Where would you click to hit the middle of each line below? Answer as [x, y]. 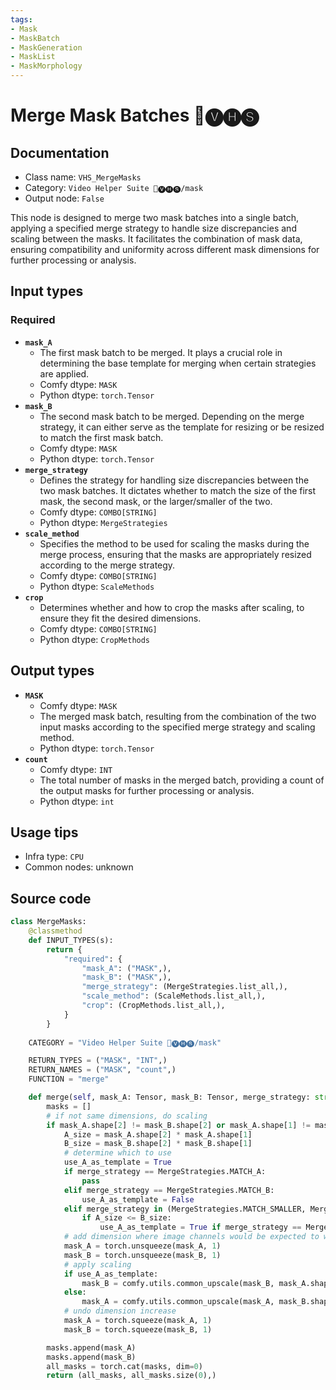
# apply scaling [97, 1264]
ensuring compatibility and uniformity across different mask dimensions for [165, 249]
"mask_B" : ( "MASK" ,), [126, 977]
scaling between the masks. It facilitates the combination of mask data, [156, 239]
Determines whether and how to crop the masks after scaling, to [172, 607]
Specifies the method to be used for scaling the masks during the [174, 543]
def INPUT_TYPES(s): [71, 940]
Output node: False [64, 198]
